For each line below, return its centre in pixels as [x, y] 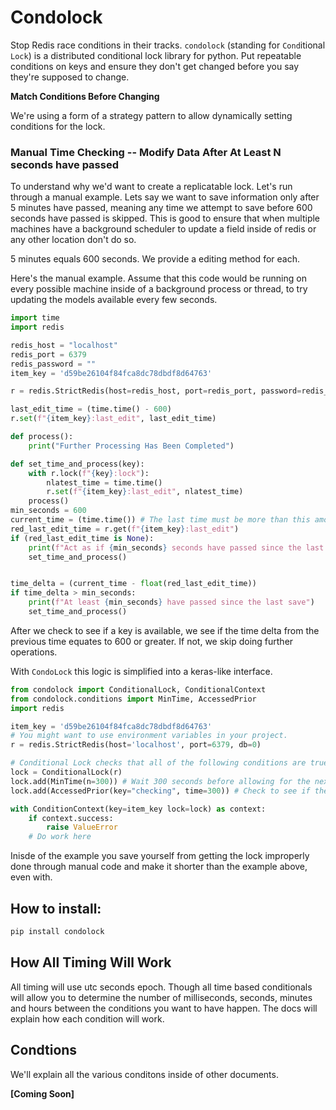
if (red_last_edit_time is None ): [82, 538]
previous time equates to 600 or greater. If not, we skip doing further [152, 641]
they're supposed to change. [70, 77]
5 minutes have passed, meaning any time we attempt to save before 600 [161, 208]
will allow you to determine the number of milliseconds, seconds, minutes [161, 997]
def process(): [42, 437]
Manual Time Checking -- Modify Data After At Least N [146, 152]
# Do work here [60, 837]
